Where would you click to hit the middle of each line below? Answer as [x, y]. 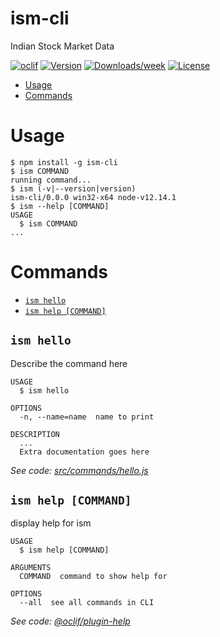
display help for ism [51, 523]
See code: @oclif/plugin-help [70, 621]
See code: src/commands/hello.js [79, 470]
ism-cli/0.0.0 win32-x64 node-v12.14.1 [93, 197]
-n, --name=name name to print [87, 417]
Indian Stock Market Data [62, 46]
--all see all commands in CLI [87, 603]
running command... [51, 180]
